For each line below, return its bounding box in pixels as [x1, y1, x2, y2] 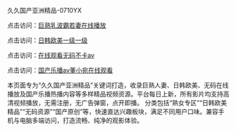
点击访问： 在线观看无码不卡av [7, 51, 95, 59]
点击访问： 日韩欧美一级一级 [7, 36, 88, 44]
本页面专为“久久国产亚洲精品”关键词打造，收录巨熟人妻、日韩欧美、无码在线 [7, 81, 229, 89]
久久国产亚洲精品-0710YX [7, 6, 82, 14]
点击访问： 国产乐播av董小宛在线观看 [7, 66, 113, 74]
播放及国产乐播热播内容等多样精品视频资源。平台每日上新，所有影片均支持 [7, 90, 223, 98]
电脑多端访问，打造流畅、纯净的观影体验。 [19, 116, 143, 125]
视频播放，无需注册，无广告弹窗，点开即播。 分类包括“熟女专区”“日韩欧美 [13, 99, 228, 107]
